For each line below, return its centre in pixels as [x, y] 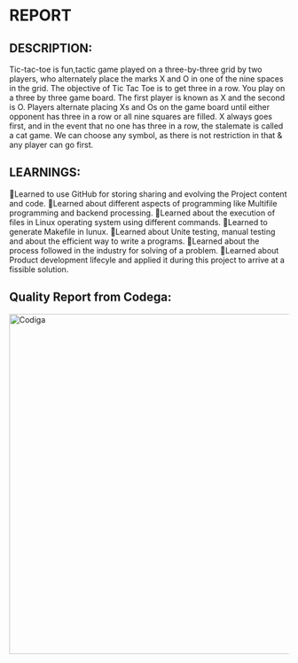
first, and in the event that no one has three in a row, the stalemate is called [146, 126]
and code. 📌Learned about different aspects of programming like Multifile [143, 203]
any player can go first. [51, 144]
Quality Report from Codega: [90, 297]
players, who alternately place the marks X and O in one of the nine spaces [146, 79]
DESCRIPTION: [51, 48]
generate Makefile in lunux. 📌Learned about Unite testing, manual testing [142, 231]
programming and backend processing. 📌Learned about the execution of [142, 213]
